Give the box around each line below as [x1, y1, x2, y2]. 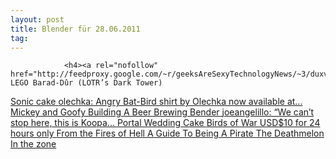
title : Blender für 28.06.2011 [10, 24, 141, 34]
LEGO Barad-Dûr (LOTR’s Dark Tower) [10, 78, 163, 88]
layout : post [10, 14, 65, 25]
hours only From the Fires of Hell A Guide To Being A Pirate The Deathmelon [10, 127, 325, 140]
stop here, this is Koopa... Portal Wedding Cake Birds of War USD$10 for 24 [10, 117, 321, 129]
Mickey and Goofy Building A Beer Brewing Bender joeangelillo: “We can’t [10, 106, 315, 118]
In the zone [10, 138, 57, 150]
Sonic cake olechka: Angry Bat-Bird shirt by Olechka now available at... [10, 96, 303, 108]
